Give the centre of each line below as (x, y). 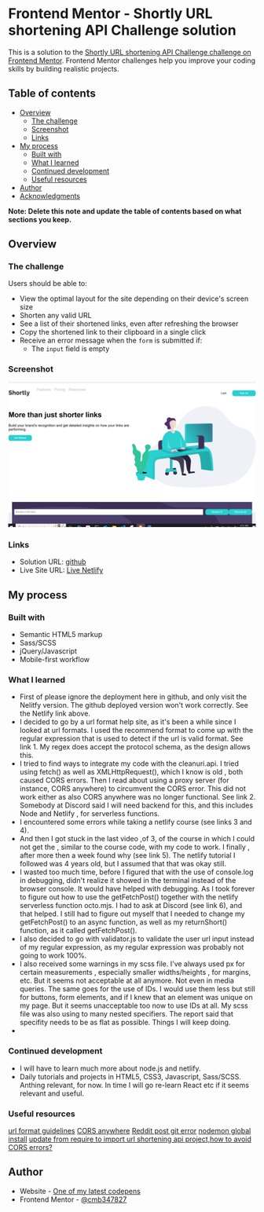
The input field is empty (70, 349)
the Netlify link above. (55, 714)
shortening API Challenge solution (123, 30)
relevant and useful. (52, 1093)
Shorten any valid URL (55, 316)
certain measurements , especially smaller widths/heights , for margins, (135, 972)
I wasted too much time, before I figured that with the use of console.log (136, 872)
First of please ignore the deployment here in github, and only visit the (133, 697)
